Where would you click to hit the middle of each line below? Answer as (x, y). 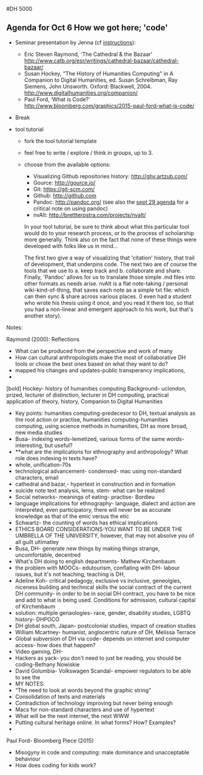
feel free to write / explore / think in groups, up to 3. (88, 153)
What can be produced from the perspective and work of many (94, 351)
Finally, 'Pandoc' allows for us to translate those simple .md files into (109, 277)
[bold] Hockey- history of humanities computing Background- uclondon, (96, 388)
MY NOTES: (30, 683)
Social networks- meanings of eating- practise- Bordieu (85, 497)
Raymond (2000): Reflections (43, 339)
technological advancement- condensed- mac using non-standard (98, 471)
